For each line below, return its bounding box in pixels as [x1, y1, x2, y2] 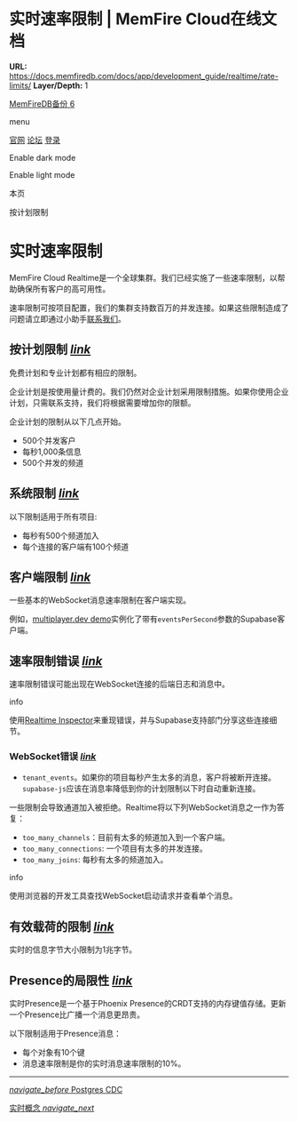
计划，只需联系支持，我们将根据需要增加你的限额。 [9, 397, 196, 408]
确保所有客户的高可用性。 [16, 283, 111, 294]
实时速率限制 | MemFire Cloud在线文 [9, 9, 278, 29]
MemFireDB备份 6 [9, 98, 75, 108]
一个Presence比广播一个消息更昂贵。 [9, 1009, 145, 1020]
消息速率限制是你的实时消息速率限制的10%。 [21, 1058, 186, 1069]
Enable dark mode [9, 152, 76, 163]
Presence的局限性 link [9, 973, 133, 988]
